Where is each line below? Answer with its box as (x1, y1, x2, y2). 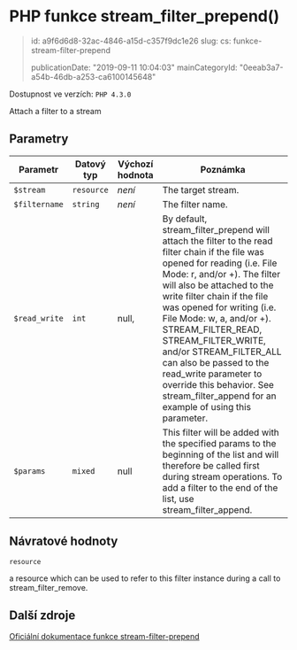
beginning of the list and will (162, 448, 279, 460)
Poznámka (200, 163, 246, 175)
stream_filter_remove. (9, 582, 88, 592)
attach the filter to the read (162, 235, 273, 247)
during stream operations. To (162, 470, 283, 483)
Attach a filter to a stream (9, 105, 102, 116)
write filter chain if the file (162, 290, 269, 302)
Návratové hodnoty (9, 534, 118, 549)
